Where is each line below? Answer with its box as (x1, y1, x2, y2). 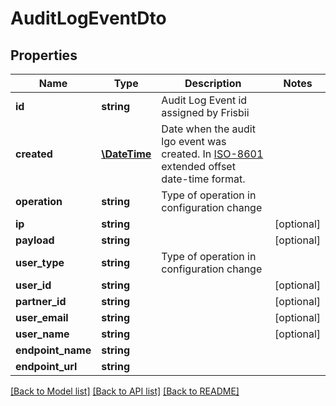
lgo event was (161, 135, 227, 148)
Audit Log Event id (161, 93, 248, 107)
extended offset (161, 160, 236, 173)
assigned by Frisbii (161, 106, 250, 119)
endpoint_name (15, 343, 92, 357)
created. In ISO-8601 (161, 147, 264, 161)
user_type (15, 256, 65, 269)
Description (184, 77, 242, 90)
